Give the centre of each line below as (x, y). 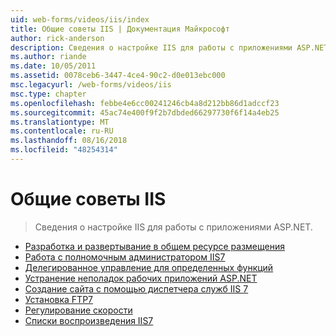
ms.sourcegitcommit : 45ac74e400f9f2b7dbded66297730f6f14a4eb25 (145, 112)
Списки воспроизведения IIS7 (89, 320)
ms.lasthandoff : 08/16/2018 (69, 141)
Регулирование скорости (78, 310)
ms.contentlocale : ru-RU (62, 131)
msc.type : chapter (48, 94)
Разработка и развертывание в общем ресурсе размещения (154, 246)
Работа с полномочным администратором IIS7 (125, 257)
